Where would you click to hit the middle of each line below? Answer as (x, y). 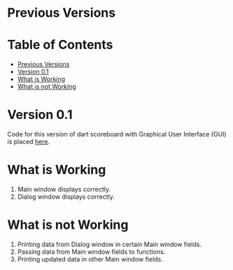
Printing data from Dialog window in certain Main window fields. (109, 244)
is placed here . (29, 142)
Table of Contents (60, 45)
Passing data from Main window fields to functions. (91, 251)
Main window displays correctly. (64, 189)
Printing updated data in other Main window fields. (90, 259)
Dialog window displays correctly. (66, 197)
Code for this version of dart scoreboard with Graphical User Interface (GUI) (117, 134)
